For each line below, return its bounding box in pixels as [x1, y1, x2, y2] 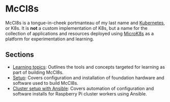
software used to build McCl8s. [12, 80, 79, 86]
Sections [5, 50, 34, 59]
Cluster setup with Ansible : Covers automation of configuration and [12, 85, 154, 91]
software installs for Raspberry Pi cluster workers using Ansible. [12, 90, 147, 96]
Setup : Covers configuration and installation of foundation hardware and [12, 74, 164, 81]
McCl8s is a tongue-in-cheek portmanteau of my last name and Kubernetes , [5, 20, 165, 26]
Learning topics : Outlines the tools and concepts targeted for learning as [12, 64, 165, 70]
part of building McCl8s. [12, 69, 64, 75]
